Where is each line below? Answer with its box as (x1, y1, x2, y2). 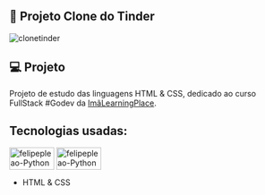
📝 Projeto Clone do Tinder (9, 9, 155, 24)
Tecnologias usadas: (9, 123, 128, 139)
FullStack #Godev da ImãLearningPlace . (9, 97, 157, 108)
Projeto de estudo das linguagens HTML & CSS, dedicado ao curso (9, 88, 257, 98)
